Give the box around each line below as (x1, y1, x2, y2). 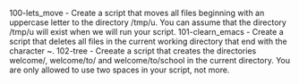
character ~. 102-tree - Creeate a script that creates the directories (9, 46, 257, 56)
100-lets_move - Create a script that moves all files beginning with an (9, 8, 265, 18)
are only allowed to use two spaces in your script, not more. (9, 64, 230, 75)
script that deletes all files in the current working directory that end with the (9, 36, 288, 46)
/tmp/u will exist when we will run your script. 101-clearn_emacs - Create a (9, 27, 284, 37)
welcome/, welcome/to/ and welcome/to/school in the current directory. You (9, 55, 291, 65)
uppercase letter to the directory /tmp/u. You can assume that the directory (9, 17, 286, 28)
